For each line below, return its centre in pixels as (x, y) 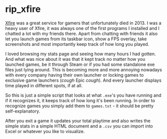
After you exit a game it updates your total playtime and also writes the (78, 121)
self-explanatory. (23, 111)
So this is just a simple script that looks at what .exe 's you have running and (83, 95)
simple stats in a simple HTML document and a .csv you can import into (79, 126)
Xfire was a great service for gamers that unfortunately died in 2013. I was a (83, 23)
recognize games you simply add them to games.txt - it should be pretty (79, 106)
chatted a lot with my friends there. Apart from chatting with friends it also (81, 33)
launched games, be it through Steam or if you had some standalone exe (80, 64)
